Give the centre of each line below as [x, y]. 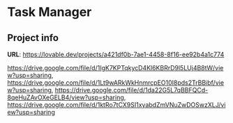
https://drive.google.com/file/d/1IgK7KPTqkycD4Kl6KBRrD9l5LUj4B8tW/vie [115, 68]
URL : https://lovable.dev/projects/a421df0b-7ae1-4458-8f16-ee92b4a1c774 [116, 54]
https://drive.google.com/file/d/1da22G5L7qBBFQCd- [131, 90]
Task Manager [50, 12]
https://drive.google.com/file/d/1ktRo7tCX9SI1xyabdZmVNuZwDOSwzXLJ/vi [116, 105]
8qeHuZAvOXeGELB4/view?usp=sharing [66, 97]
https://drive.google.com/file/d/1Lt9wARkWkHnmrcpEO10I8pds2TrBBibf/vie [116, 83]
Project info [33, 38]
